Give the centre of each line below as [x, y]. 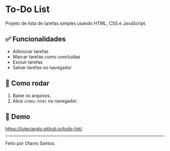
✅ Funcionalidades [36, 39]
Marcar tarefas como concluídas [46, 57]
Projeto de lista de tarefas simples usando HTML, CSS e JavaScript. [76, 23]
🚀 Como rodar [27, 84]
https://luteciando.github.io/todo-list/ [44, 129]
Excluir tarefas [28, 62]
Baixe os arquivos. [32, 95]
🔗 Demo [18, 116]
